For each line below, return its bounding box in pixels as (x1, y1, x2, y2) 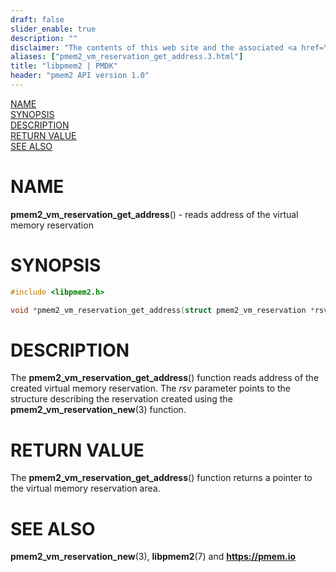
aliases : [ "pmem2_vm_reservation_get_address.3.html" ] (10, 52, 244, 62)
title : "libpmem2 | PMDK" (10, 61, 118, 71)
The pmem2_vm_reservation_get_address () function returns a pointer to (10, 472, 313, 484)
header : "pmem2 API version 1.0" (10, 71, 150, 81)
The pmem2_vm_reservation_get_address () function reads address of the (10, 372, 320, 384)
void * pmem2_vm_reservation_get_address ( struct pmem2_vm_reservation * (10, 305, 315, 315)
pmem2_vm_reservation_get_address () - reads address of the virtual (10, 208, 299, 220)
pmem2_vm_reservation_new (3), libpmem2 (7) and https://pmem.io (10, 551, 297, 563)
